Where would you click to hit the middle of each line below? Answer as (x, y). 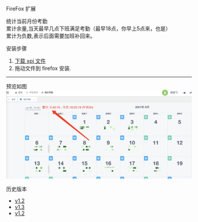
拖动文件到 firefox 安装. (43, 68)
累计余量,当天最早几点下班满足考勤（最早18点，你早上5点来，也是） (88, 29)
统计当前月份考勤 (27, 21)
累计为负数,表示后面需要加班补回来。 (51, 36)
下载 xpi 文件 (30, 61)
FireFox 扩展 (21, 9)
